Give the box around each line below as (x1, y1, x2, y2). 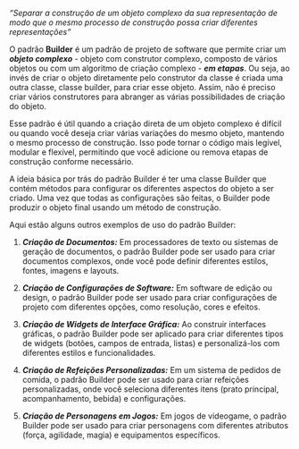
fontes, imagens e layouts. (21, 266, 120, 275)
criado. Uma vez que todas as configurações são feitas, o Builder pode (9, 192, 270, 203)
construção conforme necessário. (9, 157, 134, 166)
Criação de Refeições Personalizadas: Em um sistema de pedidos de (21, 365, 281, 375)
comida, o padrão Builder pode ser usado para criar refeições (21, 375, 250, 385)
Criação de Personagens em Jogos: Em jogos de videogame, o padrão (21, 411, 287, 421)
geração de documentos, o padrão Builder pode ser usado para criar (21, 246, 276, 257)
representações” (9, 27, 71, 37)
